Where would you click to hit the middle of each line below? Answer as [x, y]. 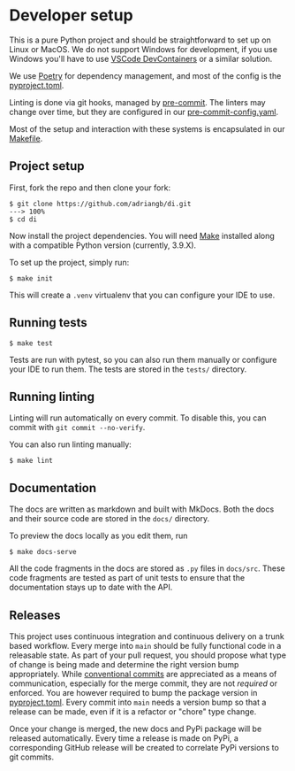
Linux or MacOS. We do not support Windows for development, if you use [144, 49]
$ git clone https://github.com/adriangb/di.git [100, 204]
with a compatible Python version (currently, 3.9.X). [103, 245]
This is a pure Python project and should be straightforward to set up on [140, 40]
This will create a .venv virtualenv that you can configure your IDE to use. [142, 295]
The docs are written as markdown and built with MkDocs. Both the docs [142, 509]
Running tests [49, 323]
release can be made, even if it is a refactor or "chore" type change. [133, 712]
